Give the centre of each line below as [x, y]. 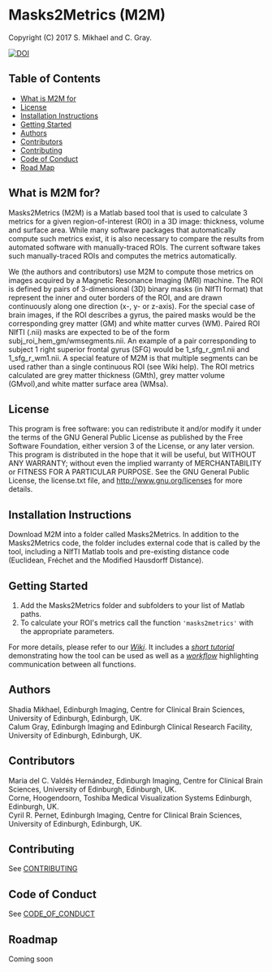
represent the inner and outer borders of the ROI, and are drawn [116, 297]
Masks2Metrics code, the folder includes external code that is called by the [134, 543]
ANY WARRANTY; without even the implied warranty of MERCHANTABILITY [135, 463]
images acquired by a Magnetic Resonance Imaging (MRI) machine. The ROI [136, 280]
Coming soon [31, 959]
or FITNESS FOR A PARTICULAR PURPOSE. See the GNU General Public [129, 472]
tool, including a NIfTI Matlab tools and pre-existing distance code [119, 552]
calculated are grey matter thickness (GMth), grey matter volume [117, 375]
